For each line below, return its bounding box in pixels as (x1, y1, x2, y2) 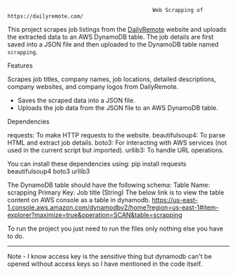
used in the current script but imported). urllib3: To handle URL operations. (7, 146, 224, 154)
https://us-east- (151, 196, 198, 204)
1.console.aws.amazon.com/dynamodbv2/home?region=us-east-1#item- (7, 203, 219, 212)
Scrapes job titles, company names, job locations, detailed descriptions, (7, 75, 217, 83)
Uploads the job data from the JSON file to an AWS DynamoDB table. (17, 104, 219, 112)
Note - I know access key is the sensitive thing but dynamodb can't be (7, 252, 212, 260)
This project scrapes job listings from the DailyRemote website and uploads (7, 25, 227, 33)
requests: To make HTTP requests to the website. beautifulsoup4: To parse (7, 131, 226, 139)
